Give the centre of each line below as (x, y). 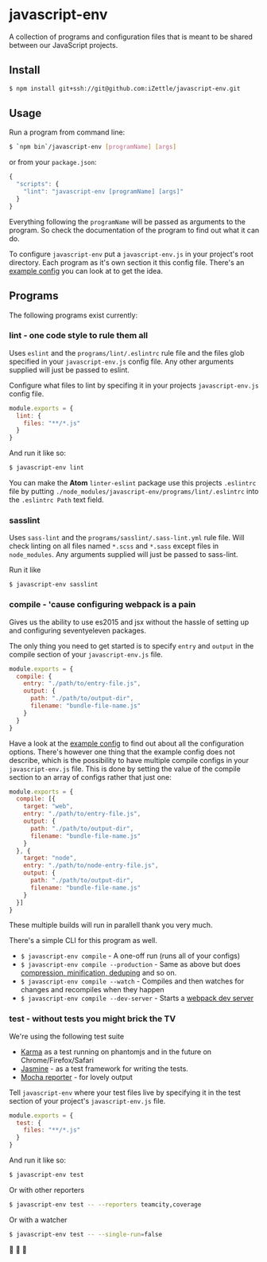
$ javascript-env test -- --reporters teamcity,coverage (105, 1204)
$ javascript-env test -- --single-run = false (85, 1234)
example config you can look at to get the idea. (86, 271)
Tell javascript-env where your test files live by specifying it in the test (125, 1093)
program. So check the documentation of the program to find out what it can (134, 230)
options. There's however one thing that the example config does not (122, 752)
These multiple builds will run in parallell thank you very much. (111, 925)
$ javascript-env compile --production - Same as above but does (130, 964)
